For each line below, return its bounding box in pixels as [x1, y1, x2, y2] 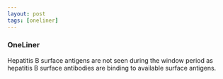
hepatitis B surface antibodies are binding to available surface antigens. [7, 63, 217, 72]
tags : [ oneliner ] [7, 17, 59, 24]
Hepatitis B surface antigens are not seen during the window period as [7, 56, 214, 64]
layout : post [7, 10, 46, 18]
